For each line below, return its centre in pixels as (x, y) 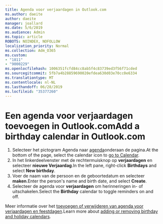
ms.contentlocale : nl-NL (30, 82)
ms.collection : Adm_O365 (30, 50)
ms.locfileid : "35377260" (31, 91)
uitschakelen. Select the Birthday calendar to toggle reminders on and (83, 192)
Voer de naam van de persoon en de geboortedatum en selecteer (78, 176)
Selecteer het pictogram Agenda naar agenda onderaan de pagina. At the (85, 150)
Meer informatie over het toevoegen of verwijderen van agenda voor (74, 206)
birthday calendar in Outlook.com (75, 136)
